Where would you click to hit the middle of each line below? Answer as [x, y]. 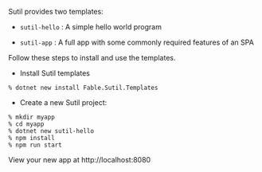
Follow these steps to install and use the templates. [92, 58]
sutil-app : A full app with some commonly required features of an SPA [137, 42]
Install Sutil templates [55, 73]
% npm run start [35, 145]
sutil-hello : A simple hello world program [90, 27]
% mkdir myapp [32, 117]
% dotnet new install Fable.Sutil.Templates [83, 88]
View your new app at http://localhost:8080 [80, 160]
